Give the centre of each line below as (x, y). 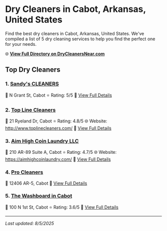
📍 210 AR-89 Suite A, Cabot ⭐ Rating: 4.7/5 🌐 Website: (61, 152)
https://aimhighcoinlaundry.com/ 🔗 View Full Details (58, 159)
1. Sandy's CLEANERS (32, 84)
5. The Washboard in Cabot (39, 196)
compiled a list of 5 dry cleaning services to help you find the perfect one (80, 39)
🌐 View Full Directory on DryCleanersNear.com (55, 54)
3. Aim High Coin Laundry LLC (42, 141)
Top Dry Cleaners (33, 70)
